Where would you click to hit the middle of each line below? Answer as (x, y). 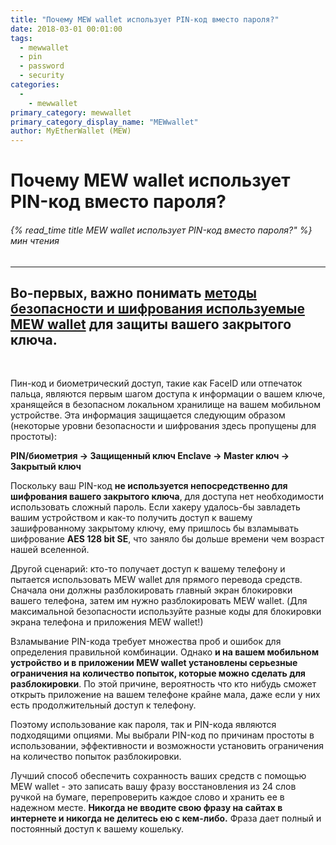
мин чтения (35, 240)
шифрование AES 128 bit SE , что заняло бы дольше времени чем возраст (167, 539)
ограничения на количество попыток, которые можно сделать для (158, 673)
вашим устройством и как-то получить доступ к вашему (131, 518)
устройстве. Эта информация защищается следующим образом (148, 415)
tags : (21, 38)
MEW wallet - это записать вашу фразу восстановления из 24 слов (153, 787)
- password (42, 66)
